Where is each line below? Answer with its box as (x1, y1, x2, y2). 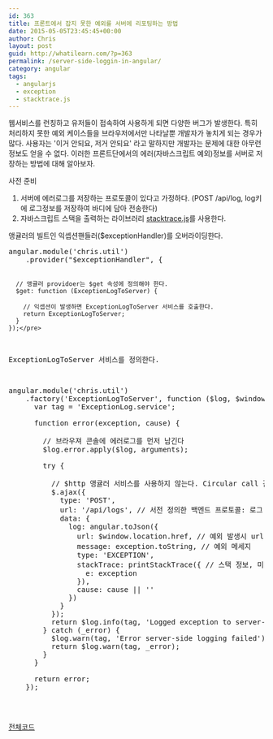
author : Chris (8, 34, 57, 43)
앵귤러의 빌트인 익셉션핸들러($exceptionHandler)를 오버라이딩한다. (8, 231, 223, 240)
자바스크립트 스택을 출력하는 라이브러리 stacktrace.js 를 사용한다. (19, 214, 227, 223)
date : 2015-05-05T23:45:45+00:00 (8, 27, 122, 35)
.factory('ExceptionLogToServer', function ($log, (25, 395, 232, 404)
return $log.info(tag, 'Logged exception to (51, 618, 232, 627)
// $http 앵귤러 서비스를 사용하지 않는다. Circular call (51, 479, 259, 488)
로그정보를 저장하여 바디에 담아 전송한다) (28, 204, 158, 214)
